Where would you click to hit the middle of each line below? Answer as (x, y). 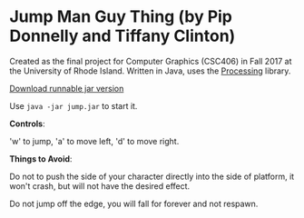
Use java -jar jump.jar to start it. (74, 105)
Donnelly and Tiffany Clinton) (123, 36)
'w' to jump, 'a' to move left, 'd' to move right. (94, 141)
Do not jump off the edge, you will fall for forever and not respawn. (134, 203)
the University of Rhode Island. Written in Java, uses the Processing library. (150, 71)
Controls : (27, 124)
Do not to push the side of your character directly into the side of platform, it (152, 176)
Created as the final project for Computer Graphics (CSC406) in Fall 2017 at (151, 61)
